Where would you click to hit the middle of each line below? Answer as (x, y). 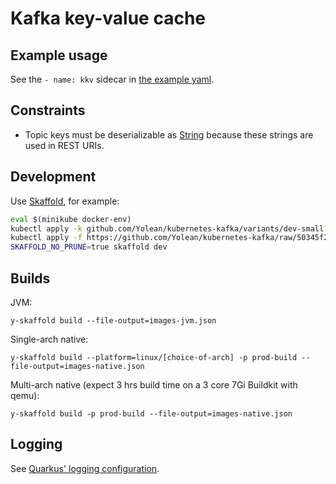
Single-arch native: (49, 339)
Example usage (59, 55)
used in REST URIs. (64, 145)
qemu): (25, 395)
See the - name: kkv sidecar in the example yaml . (112, 79)
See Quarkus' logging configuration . (85, 468)
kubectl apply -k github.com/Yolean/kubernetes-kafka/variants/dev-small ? (169, 228)
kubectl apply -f (46, 238)
